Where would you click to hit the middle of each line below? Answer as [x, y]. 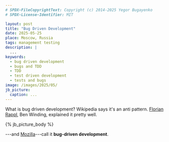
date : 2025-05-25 [24, 33]
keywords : [16, 57]
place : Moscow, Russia [29, 38]
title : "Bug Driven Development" [40, 28]
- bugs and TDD [26, 66]
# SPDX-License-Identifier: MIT [39, 15]
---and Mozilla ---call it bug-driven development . [57, 134]
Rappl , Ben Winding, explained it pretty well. [51, 114]
